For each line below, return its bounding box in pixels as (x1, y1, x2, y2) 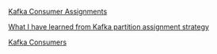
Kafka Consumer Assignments (8, 7, 108, 16)
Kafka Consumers (8, 37, 67, 47)
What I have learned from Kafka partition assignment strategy (8, 22, 210, 31)
